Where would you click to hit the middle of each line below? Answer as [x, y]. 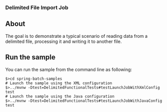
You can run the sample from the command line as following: [69, 69]
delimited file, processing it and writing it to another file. [63, 41]
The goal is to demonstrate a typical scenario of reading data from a [77, 36]
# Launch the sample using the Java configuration [60, 96]
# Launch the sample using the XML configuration [59, 83]
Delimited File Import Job [37, 8]
